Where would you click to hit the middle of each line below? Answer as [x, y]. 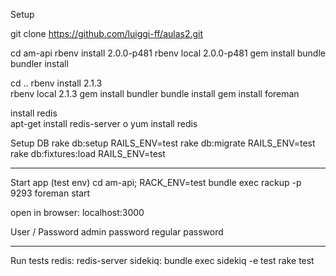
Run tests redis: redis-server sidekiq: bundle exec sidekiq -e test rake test [162, 260]
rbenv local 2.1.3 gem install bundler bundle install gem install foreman [155, 93]
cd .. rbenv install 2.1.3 [56, 83]
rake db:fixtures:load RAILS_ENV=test [88, 153]
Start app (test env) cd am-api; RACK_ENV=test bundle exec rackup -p [156, 182]
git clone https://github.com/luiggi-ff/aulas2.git [107, 33]
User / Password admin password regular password [117, 232]
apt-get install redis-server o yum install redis [104, 123]
